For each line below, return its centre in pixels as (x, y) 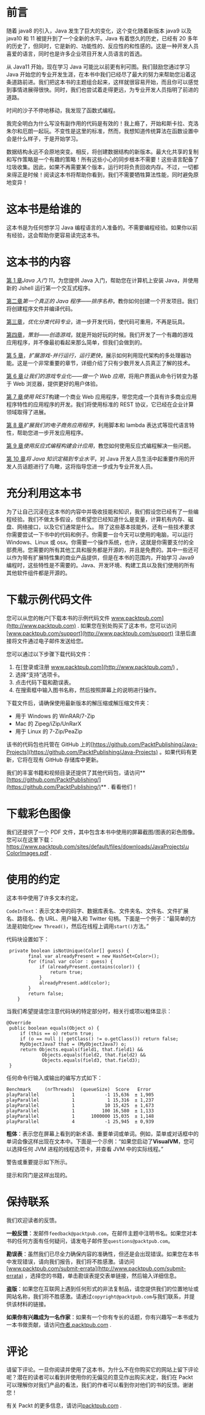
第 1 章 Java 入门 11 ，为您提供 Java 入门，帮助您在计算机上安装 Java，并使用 (103, 280)
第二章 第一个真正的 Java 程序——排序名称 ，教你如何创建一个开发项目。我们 (102, 301)
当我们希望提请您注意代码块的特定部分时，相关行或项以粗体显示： (89, 1011)
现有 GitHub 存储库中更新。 (67, 760)
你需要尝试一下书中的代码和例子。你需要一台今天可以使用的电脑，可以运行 (100, 534)
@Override (19, 1023)
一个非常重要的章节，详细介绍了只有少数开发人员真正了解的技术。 (110, 363)
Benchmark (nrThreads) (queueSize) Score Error (79, 1089)
